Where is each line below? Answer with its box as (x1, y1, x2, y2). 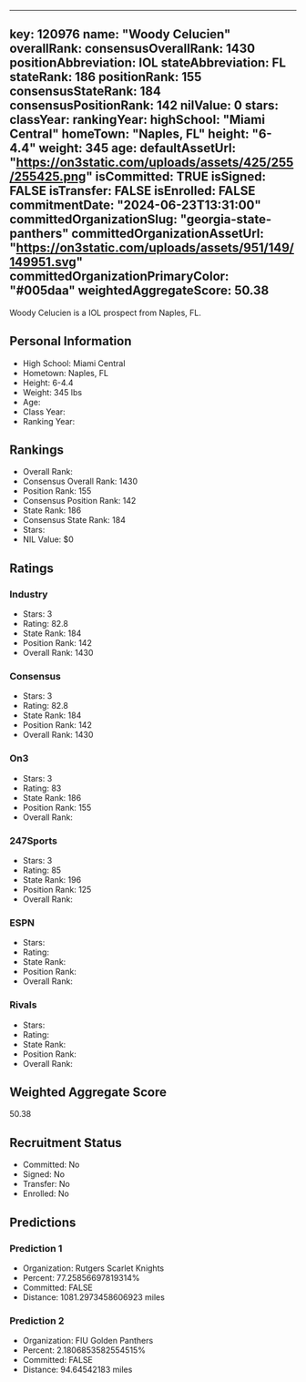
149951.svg (9, 254, 76, 270)
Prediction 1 (9, 1242, 63, 1254)
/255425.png (9, 169, 87, 185)
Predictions (9, 1214, 76, 1230)
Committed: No (22, 1159, 80, 1171)
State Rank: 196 (22, 875, 82, 886)
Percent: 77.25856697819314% (22, 1272, 140, 1283)
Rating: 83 (22, 783, 62, 793)
